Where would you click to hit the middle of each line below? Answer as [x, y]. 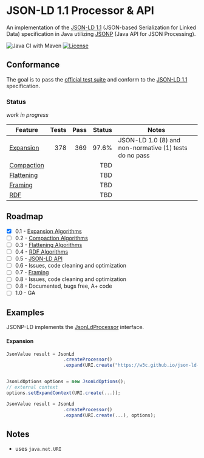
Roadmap [25, 217]
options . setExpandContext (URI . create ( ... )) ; [63, 393]
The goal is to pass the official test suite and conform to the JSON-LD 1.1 [97, 79]
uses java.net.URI [38, 449]
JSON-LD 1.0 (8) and [149, 141]
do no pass [134, 156]
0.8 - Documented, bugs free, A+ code [63, 286]
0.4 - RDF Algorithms [42, 252]
